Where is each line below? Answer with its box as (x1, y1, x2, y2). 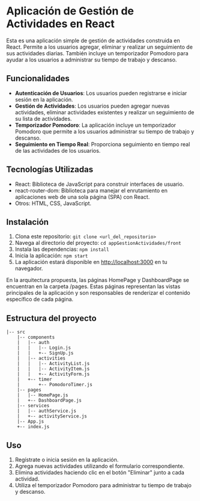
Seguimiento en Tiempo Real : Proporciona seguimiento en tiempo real (14, 140, 190, 148)
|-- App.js (17, 419, 44, 425)
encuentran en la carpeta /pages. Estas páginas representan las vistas (6, 283, 181, 290)
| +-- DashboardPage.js (17, 398, 82, 404)
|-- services (17, 403, 50, 409)
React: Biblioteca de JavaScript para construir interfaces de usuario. (14, 180, 184, 188)
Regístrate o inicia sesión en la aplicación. (14, 456, 119, 463)
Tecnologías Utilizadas (6, 164, 94, 175)
